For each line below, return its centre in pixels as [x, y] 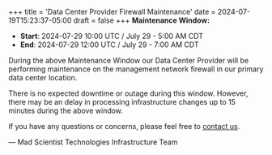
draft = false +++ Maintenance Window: [142, 20]
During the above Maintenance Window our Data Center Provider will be [129, 60]
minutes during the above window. [66, 110]
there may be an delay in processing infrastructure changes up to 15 [122, 102]
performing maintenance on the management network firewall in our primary [136, 69]
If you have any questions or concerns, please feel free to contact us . [124, 126]
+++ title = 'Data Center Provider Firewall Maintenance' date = [112, 12]
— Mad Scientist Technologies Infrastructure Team [93, 142]
